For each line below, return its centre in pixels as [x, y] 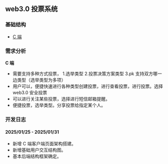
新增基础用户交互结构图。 [39, 150]
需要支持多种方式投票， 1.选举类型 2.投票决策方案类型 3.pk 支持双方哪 [85, 73]
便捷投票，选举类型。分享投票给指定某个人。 [59, 105]
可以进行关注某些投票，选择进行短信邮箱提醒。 [61, 99]
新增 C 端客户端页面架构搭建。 [44, 144]
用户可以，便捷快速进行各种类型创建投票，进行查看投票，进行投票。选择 [88, 86]
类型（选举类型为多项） [41, 80]
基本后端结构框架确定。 [37, 156]
